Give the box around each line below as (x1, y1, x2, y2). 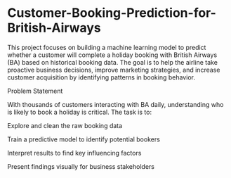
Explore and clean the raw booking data (7, 121, 123, 129)
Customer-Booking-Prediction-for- (7, 5, 216, 21)
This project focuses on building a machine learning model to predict (7, 43, 206, 51)
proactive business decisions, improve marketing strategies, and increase (7, 65, 220, 74)
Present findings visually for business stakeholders (7, 162, 154, 170)
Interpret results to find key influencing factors (7, 148, 142, 157)
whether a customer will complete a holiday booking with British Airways (7, 51, 218, 59)
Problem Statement (7, 87, 63, 95)
